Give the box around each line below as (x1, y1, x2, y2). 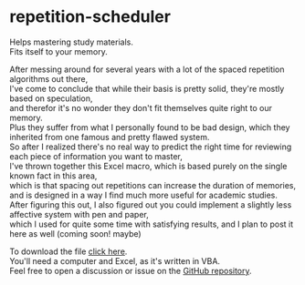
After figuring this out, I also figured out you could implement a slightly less (9, 198, 292, 210)
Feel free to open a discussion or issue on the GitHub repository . (9, 265, 253, 276)
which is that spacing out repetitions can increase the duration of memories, (9, 179, 297, 190)
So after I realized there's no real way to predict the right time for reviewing (9, 141, 292, 152)
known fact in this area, (9, 170, 98, 181)
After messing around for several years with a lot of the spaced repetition (9, 64, 285, 75)
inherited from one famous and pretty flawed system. (9, 131, 210, 142)
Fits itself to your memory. (9, 46, 108, 56)
